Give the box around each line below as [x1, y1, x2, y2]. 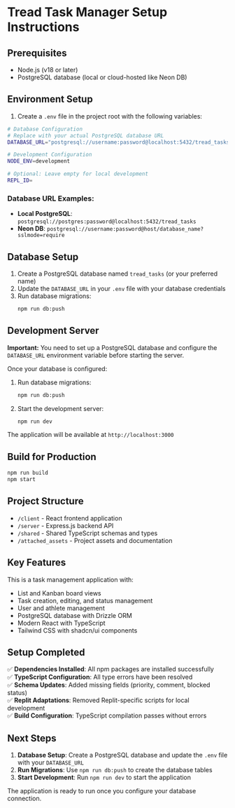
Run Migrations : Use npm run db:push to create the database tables [17, 766, 213, 774]
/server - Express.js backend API [17, 521, 114, 530]
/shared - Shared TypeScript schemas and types [17, 529, 158, 537]
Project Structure [7, 495, 84, 507]
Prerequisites [7, 47, 67, 59]
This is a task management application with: [7, 575, 134, 584]
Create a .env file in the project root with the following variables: [17, 112, 203, 120]
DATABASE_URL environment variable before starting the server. [7, 351, 185, 359]
